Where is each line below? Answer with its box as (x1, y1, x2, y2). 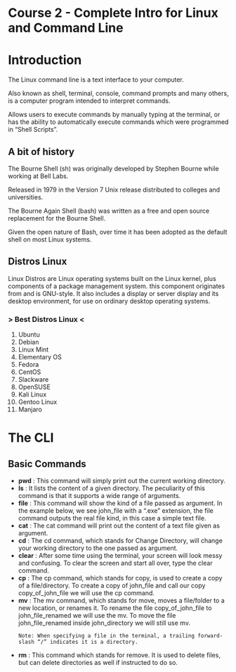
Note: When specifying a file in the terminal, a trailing (18, 633, 195, 640)
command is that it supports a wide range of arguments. (18, 492, 181, 500)
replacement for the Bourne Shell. (8, 213, 106, 223)
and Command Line (8, 20, 124, 36)
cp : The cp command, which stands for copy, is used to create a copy (18, 574, 223, 583)
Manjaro (18, 405, 43, 413)
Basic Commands (8, 458, 86, 470)
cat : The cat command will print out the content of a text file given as (18, 521, 221, 530)
